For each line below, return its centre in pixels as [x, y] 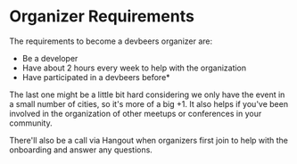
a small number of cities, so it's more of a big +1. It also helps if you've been [148, 103]
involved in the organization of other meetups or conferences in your [136, 113]
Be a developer [50, 58]
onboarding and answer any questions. [81, 150]
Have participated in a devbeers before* [96, 77]
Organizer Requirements [102, 16]
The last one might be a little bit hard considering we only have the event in [147, 94]
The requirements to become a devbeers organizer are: [111, 41]
